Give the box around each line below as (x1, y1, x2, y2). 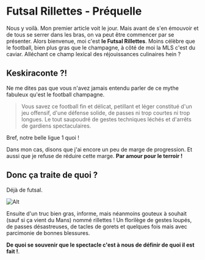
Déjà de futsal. (6, 186, 43, 193)
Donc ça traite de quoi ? (6, 170, 98, 181)
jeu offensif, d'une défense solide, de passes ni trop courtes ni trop (21, 109, 190, 117)
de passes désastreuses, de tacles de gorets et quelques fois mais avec (6, 223, 188, 230)
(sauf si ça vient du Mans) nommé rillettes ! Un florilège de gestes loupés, (6, 216, 192, 223)
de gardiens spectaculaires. (21, 122, 92, 129)
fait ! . (6, 247, 20, 255)
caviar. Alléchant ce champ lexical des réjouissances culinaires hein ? (6, 50, 181, 57)
